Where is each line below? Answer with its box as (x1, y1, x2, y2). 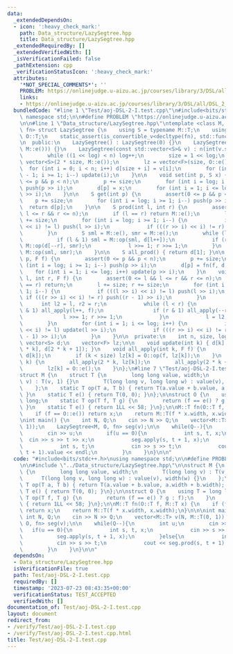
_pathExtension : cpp (13, 62, 73, 69)
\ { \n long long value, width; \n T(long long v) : (19, 469, 213, 476)
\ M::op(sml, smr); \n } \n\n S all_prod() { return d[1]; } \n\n (19, 249, 225, 256)
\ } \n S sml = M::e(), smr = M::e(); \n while (19, 230, 218, 237)
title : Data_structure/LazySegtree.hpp (19, 36, 135, 43)
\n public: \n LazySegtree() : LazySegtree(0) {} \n (19, 140, 182, 146)
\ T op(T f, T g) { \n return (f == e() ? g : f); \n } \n (19, 494, 216, 501)
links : (19, 94, 39, 101)
